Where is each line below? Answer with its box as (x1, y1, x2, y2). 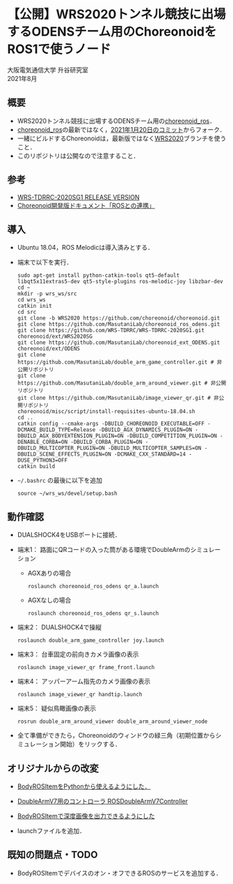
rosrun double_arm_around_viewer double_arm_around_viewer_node (17, 718, 208, 726)
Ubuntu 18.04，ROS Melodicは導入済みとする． (17, 244, 154, 252)
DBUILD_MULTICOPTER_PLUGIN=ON (17, 444, 106, 452)
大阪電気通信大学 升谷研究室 (7, 66, 88, 74)
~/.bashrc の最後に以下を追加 (17, 476, 103, 485)
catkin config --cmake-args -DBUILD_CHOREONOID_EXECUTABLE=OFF (17, 420, 205, 428)
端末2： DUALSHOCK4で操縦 (17, 623, 102, 631)
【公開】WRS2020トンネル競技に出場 (7, 6, 226, 22)
